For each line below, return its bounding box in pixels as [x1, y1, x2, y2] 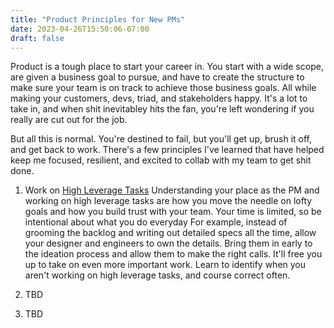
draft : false [10, 33, 65, 43]
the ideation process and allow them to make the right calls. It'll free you [24, 248, 323, 260]
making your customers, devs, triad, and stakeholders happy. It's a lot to [10, 92, 308, 105]
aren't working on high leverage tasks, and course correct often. [24, 269, 291, 281]
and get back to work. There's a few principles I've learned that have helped [10, 144, 325, 156]
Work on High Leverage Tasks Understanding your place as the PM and [24, 184, 320, 196]
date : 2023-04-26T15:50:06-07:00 [10, 24, 150, 34]
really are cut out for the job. [10, 114, 128, 126]
